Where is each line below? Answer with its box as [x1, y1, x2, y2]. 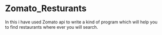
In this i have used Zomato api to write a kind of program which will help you [5, 19, 158, 25]
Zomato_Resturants [5, 3, 87, 14]
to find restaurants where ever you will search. [5, 24, 98, 30]
